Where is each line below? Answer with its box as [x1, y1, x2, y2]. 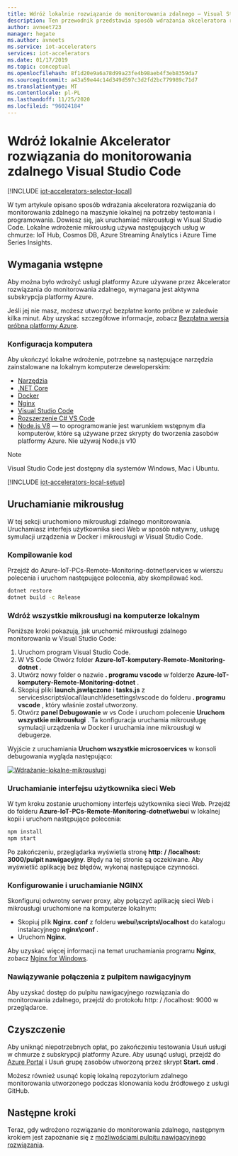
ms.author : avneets [7, 37, 65, 44]
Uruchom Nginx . [17, 933, 67, 941]
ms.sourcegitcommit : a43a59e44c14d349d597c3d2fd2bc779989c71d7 [7, 76, 198, 84]
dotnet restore [7, 588, 52, 595]
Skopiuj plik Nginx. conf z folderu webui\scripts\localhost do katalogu [17, 918, 225, 926]
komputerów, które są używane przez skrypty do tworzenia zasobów [17, 429, 220, 437]
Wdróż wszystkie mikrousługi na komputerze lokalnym [7, 610, 200, 620]
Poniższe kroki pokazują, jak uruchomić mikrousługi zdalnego [7, 627, 188, 635]
